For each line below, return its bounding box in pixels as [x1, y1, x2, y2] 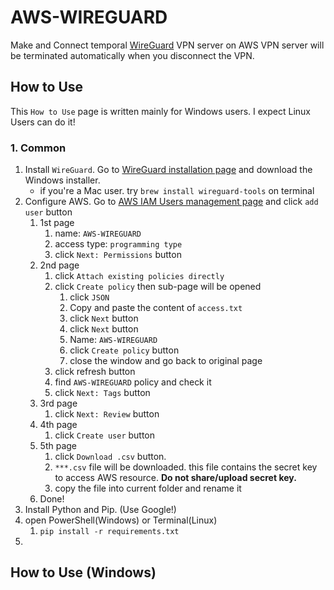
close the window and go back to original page [69, 355, 263, 367]
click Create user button [54, 429, 156, 441]
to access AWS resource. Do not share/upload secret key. [54, 472, 297, 484]
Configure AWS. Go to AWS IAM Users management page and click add [24, 196, 319, 208]
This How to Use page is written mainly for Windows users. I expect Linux [10, 105, 311, 117]
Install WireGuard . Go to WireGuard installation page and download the [24, 164, 313, 176]
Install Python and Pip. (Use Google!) [24, 504, 177, 516]
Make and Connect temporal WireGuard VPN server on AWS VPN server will [10, 39, 325, 51]
